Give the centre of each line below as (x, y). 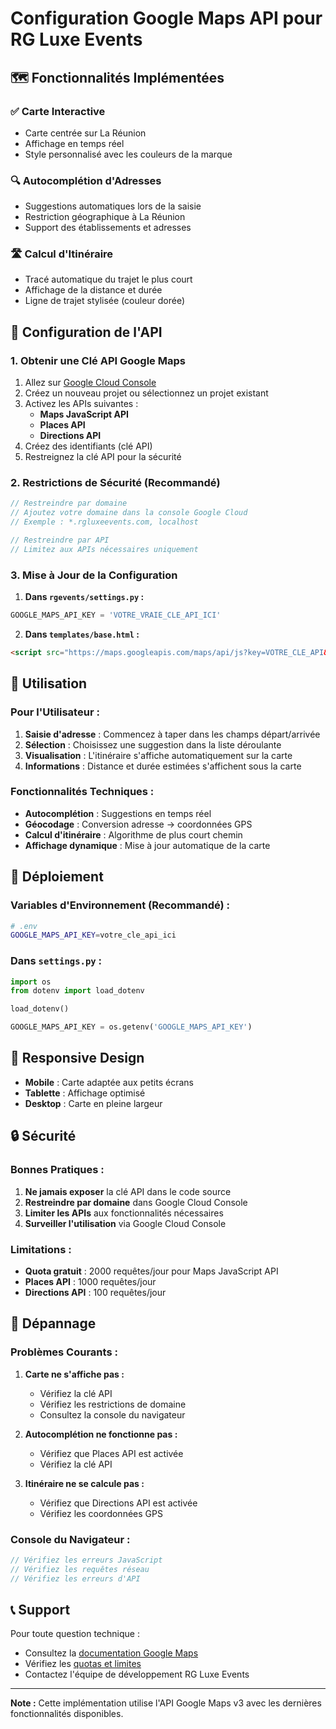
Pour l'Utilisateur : (55, 712)
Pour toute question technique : (75, 1634)
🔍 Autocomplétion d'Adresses (86, 180)
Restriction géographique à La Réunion (105, 217)
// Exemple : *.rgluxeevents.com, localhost (104, 522)
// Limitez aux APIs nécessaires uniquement (104, 549)
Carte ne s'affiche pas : (74, 1374)
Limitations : (41, 1249)
